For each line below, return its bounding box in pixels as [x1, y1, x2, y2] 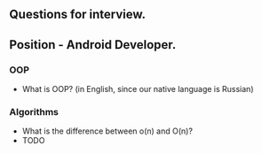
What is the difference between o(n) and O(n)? [21, 126, 194, 136]
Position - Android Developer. [9, 37, 177, 52]
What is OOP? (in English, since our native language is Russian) [21, 84, 254, 95]
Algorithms [9, 106, 60, 118]
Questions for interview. [9, 7, 147, 22]
